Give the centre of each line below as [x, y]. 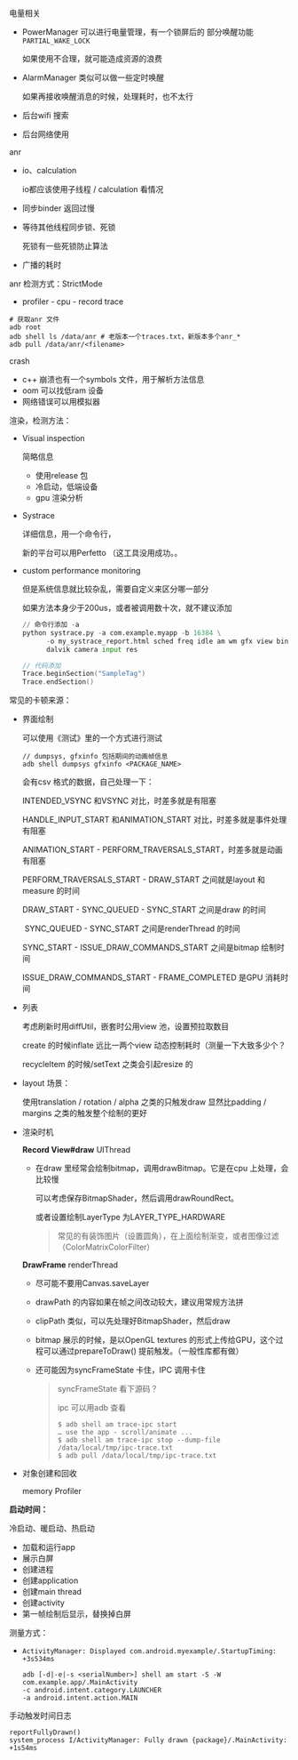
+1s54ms [24, 1748]
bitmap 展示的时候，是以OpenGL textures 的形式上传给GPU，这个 [156, 1340]
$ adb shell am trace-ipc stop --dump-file [139, 1440]
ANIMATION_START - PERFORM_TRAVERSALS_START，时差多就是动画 [152, 850]
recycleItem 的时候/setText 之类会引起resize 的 [107, 1065]
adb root [25, 327]
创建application [50, 1580]
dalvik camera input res [92, 649]
